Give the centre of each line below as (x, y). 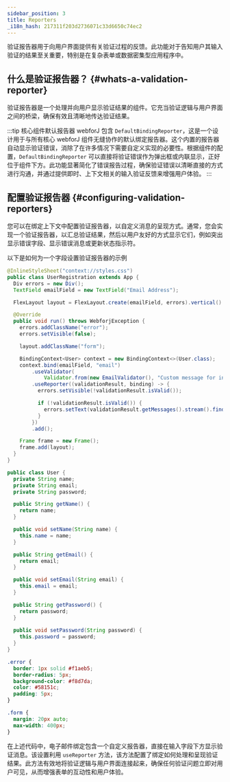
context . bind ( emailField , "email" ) (70, 365)
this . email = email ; (49, 586)
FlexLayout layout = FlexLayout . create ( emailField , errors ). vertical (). (119, 302)
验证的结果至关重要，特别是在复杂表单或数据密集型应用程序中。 (97, 55)
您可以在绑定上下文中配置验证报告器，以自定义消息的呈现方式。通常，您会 (112, 226)
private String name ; (44, 479)
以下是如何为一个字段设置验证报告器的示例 (67, 258)
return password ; (44, 611)
